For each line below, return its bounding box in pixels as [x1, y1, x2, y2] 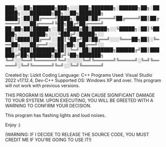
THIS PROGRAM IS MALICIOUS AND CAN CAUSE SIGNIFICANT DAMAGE [5, 92, 155, 98]
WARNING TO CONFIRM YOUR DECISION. [5, 103, 91, 108]
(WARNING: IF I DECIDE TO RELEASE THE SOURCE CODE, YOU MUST [5, 132, 149, 137]
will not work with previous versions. [5, 83, 80, 89]
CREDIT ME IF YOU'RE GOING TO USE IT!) [5, 137, 92, 143]
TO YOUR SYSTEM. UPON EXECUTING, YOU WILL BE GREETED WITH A [5, 98, 154, 103]
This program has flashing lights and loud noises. [5, 112, 106, 118]
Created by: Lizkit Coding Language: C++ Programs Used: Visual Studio [5, 72, 153, 78]
